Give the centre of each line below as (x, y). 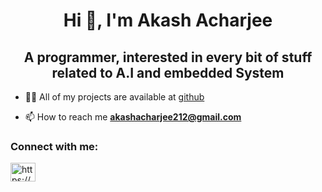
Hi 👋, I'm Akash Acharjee (168, 20)
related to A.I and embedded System (168, 72)
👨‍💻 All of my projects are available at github (114, 97)
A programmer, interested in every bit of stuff (168, 57)
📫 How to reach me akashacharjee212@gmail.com (133, 117)
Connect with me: (54, 146)
